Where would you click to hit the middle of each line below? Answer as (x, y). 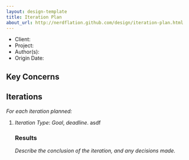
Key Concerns (33, 76)
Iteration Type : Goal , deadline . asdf (58, 122)
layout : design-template (37, 12)
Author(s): (27, 52)
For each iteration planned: (39, 111)
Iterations (24, 97)
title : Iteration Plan (34, 17)
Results (26, 138)
